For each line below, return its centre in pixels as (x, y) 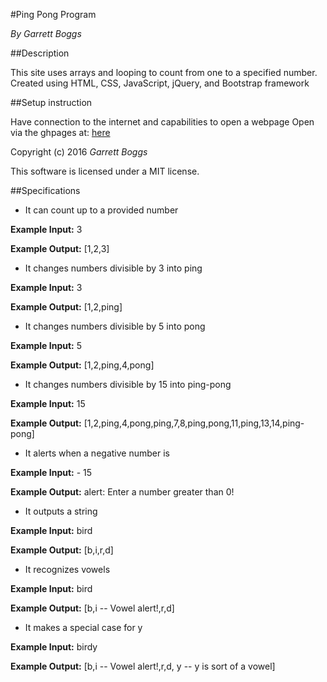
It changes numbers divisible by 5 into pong (115, 326)
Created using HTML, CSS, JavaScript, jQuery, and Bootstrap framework (160, 83)
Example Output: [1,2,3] (60, 248)
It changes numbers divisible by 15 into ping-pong (128, 384)
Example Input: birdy (54, 647)
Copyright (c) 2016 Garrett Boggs (79, 152)
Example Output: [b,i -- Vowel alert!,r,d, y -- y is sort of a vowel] (143, 666)
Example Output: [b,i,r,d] (62, 550)
